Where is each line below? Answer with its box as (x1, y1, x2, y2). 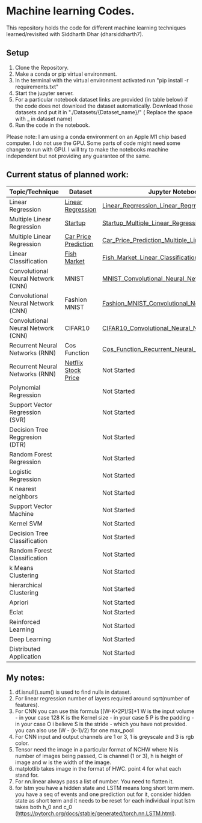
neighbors (9, 492, 38, 500)
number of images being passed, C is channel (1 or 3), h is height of (14, 753, 183, 760)
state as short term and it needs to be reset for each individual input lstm (14, 797, 195, 804)
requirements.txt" (14, 83, 59, 90)
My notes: (6, 672, 45, 683)
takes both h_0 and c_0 (14, 804, 72, 811)
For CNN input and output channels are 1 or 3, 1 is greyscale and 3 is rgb (14, 733, 194, 741)
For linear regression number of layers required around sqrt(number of (14, 695, 190, 702)
